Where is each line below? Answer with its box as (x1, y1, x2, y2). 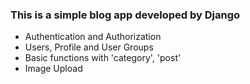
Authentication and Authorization (24, 31, 162, 43)
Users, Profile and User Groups (24, 41, 154, 53)
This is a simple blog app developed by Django (10, 8, 241, 22)
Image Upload (24, 63, 83, 75)
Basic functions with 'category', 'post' (24, 52, 182, 64)
